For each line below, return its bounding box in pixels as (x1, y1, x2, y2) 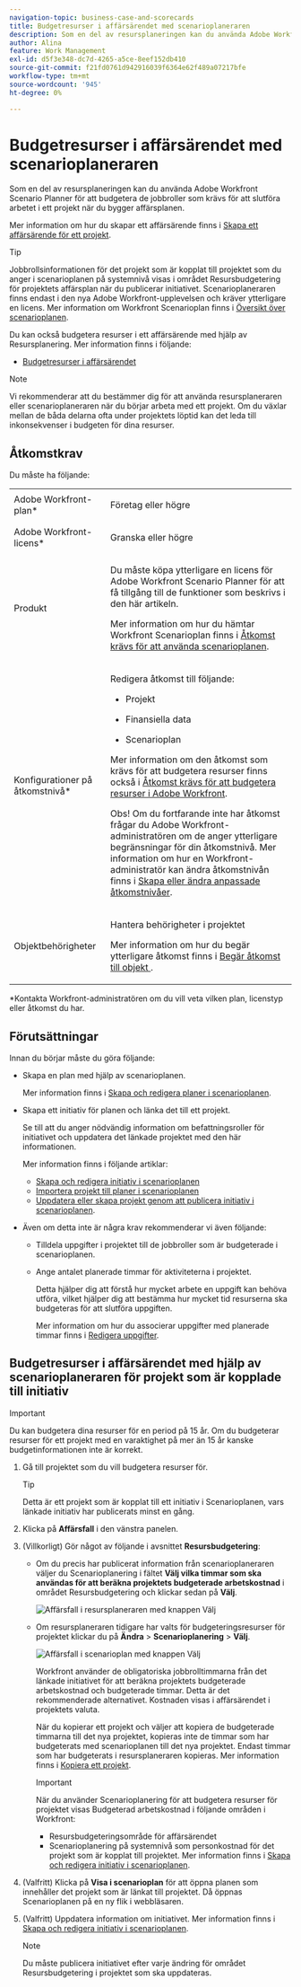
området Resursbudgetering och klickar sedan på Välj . (35, 1587, 237, 1597)
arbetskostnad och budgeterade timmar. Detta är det (35, 1684, 230, 1695)
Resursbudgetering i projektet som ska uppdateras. (21, 1967, 212, 1978)
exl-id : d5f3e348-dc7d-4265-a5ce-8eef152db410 (9, 55, 186, 64)
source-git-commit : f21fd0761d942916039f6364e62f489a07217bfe (9, 64, 246, 73)
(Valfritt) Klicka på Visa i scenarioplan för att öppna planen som (21, 1877, 259, 1887)
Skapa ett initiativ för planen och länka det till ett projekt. (21, 1105, 231, 1116)
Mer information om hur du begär (110, 939, 251, 952)
